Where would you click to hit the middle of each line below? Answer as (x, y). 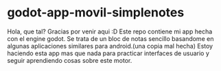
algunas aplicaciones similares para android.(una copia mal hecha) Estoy (110, 46)
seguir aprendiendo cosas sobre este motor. (70, 60)
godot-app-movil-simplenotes (96, 13)
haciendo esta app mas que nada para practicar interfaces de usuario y (108, 53)
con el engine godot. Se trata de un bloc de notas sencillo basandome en (110, 38)
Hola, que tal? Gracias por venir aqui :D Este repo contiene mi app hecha (110, 31)
